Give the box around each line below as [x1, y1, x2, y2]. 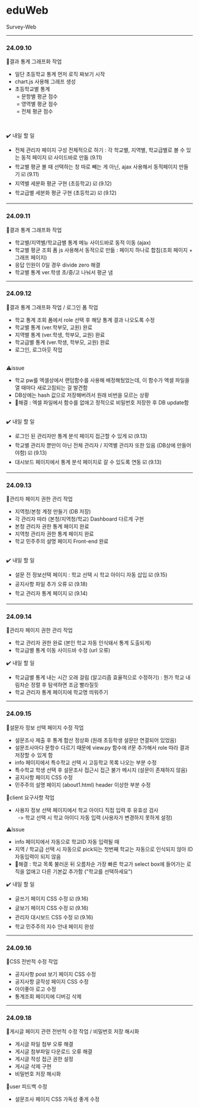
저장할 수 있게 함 [14, 751, 53, 759]
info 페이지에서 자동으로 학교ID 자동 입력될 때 [14, 838, 120, 845]
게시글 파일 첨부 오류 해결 [14, 1041, 74, 1048]
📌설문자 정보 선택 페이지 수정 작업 [6, 724, 84, 731]
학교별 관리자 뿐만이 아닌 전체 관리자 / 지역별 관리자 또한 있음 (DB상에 [14, 442, 176, 449]
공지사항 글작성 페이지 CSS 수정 [14, 978, 89, 985]
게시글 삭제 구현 [14, 1063, 52, 1070]
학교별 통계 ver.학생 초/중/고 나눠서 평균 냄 [14, 268, 113, 276]
